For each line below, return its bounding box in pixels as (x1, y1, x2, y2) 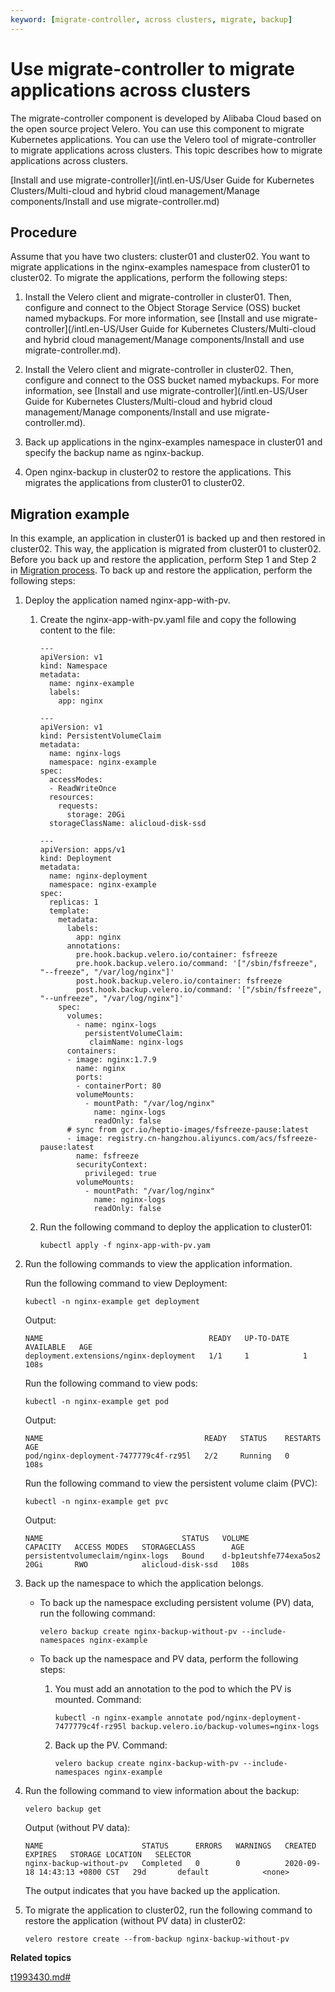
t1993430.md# (10, 1971, 72, 1983)
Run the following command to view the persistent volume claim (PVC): (24, 1477, 318, 1490)
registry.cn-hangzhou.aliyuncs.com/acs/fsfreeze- (106, 1134, 318, 1144)
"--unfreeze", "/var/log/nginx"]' (39, 994, 184, 1004)
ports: (75, 1072, 103, 1083)
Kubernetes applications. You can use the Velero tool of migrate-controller (10, 133, 317, 145)
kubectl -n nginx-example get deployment (24, 1297, 200, 1307)
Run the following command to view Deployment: (24, 1277, 228, 1290)
